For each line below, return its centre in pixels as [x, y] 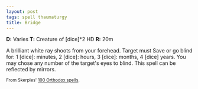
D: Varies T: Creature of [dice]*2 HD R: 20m [60, 39]
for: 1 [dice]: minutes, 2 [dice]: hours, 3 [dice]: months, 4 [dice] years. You [96, 57]
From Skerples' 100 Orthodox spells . [43, 80]
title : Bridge [24, 22]
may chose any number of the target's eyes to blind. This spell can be [91, 63]
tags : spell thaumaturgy [37, 17]
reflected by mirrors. [31, 70]
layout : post [22, 11]
